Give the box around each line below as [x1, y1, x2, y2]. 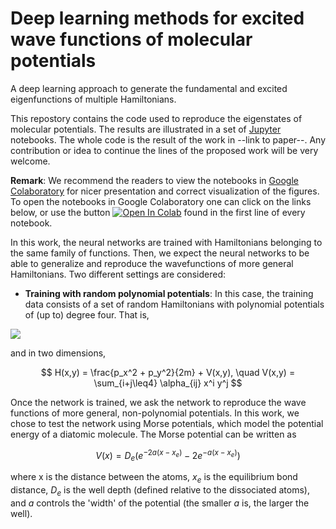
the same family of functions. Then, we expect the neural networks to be [10, 247, 310, 259]
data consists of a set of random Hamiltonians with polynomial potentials [24, 298, 325, 310]
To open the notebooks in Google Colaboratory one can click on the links [10, 195, 312, 207]
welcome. [10, 155, 51, 167]
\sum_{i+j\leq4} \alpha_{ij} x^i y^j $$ [93, 377, 243, 389]
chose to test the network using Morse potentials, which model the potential [10, 417, 324, 429]
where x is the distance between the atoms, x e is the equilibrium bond [10, 471, 298, 486]
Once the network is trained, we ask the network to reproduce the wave [10, 396, 307, 408]
